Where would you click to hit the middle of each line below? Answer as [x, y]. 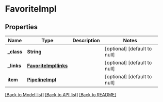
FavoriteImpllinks [47, 66]
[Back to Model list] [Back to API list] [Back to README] [61, 95]
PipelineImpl [42, 80]
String [34, 52]
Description [86, 41]
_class [15, 52]
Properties [21, 27]
